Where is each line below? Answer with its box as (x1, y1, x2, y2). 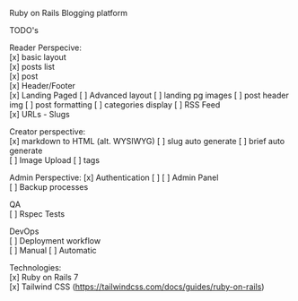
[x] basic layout (9, 52, 66, 62)
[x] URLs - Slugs (9, 109, 70, 119)
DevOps (9, 226, 39, 236)
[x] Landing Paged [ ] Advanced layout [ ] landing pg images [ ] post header (9, 90, 289, 100)
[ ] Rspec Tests (9, 209, 66, 219)
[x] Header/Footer (9, 81, 76, 90)
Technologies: (9, 262, 62, 272)
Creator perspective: (9, 126, 86, 137)
